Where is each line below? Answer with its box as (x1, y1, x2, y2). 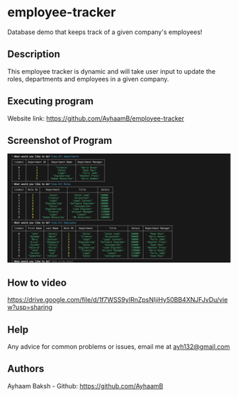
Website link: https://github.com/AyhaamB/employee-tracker (7, 114, 184, 123)
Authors (7, 363, 45, 375)
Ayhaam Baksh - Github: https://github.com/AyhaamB (7, 381, 164, 390)
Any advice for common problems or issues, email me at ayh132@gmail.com (7, 342, 230, 351)
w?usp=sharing (7, 303, 53, 312)
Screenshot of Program (7, 134, 113, 146)
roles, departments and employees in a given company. (7, 74, 169, 83)
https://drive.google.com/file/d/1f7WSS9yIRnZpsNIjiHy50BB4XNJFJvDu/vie (7, 296, 228, 304)
